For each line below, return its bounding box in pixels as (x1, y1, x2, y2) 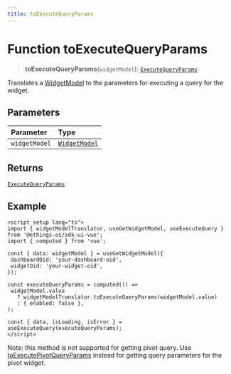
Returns (7, 161, 44, 174)
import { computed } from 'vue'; (7, 237, 107, 245)
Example (7, 200, 47, 212)
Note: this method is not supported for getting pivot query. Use (7, 343, 192, 352)
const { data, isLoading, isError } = (7, 319, 122, 326)
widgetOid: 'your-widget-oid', (10, 262, 103, 269)
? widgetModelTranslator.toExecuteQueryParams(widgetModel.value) (16, 294, 218, 301)
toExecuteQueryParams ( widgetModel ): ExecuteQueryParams (24, 65, 198, 73)
